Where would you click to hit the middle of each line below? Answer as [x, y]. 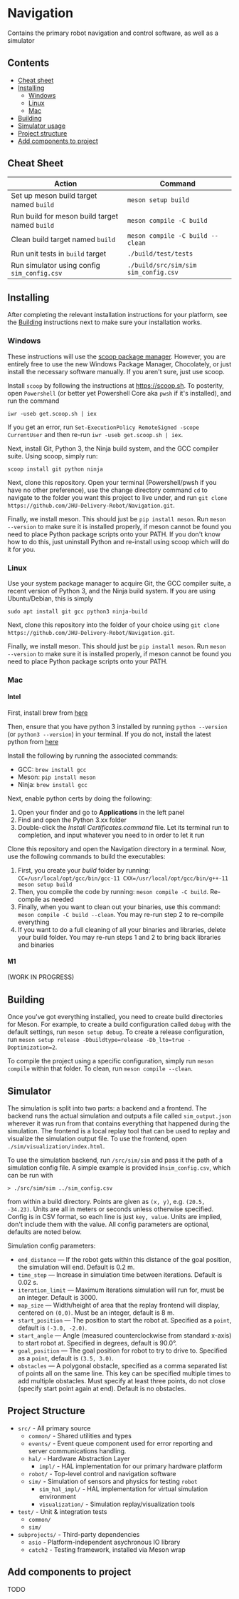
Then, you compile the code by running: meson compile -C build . [113, 892]
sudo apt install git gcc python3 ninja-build [78, 611]
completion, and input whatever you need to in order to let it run [111, 835]
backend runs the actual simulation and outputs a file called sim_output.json [119, 1116]
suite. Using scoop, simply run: [53, 456]
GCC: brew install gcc [52, 770]
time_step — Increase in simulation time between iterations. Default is [120, 1274]
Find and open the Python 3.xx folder [72, 820]
